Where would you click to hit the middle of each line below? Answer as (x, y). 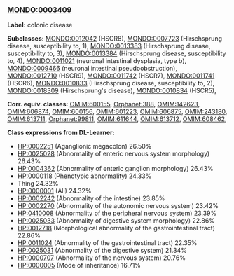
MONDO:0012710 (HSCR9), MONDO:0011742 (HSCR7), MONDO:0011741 (111, 76)
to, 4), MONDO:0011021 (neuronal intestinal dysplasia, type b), (97, 61)
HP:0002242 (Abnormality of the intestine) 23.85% (91, 198)
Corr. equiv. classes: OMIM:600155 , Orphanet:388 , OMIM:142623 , (104, 104)
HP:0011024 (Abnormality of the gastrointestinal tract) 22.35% (107, 243)
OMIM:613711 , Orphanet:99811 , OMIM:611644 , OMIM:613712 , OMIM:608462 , (117, 119)
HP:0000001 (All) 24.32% (54, 191)
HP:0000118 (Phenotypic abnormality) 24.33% (84, 176)
